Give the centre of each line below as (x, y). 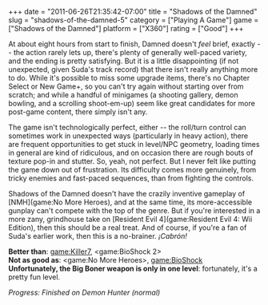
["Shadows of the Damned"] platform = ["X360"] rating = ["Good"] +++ (126, 28)
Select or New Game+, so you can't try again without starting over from (126, 86)
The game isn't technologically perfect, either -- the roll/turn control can (127, 127)
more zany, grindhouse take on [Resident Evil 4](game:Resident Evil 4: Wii (130, 219)
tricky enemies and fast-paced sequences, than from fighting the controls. (131, 178)
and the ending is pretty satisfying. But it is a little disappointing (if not (124, 61)
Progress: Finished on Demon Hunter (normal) (84, 292)
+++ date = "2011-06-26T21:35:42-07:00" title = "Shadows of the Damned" (133, 12)
